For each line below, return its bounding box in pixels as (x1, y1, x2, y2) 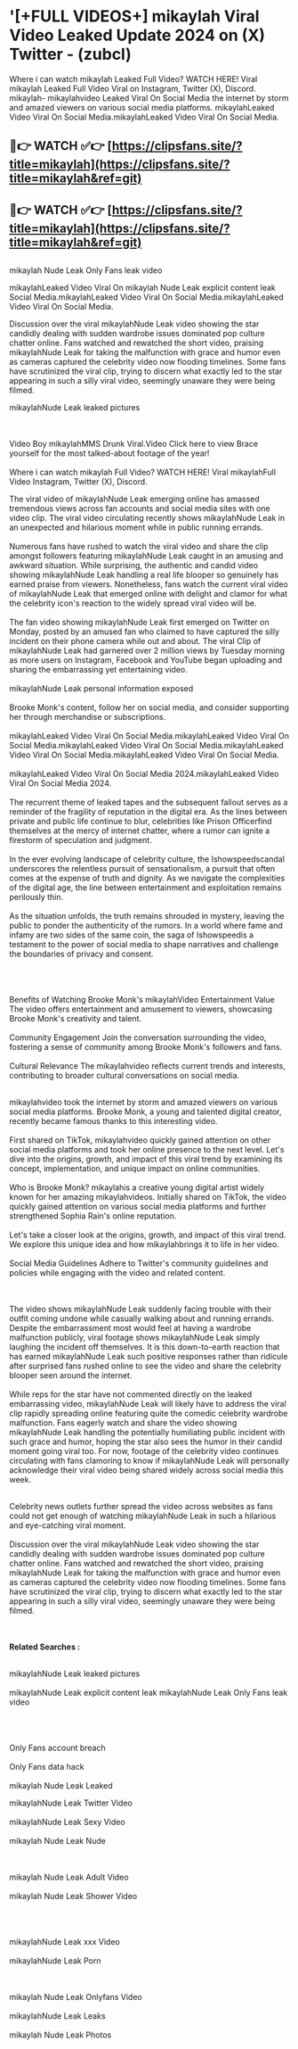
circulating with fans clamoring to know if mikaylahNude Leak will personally (9, 1456, 289, 1467)
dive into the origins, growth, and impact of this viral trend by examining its (9, 1153, 283, 1165)
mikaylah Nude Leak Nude (9, 1836, 107, 1847)
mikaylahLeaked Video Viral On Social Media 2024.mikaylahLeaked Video (9, 769, 279, 780)
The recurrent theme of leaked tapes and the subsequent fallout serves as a (9, 797, 288, 808)
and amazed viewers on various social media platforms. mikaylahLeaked (9, 102, 275, 112)
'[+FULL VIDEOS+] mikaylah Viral (9, 6, 260, 27)
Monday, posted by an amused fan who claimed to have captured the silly (9, 626, 280, 637)
